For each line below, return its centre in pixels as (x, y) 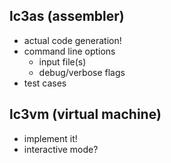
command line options (69, 51)
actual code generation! (72, 40)
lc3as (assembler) (67, 16)
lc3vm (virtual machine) (85, 114)
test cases (45, 83)
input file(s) (62, 61)
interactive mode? (61, 149)
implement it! (50, 138)
